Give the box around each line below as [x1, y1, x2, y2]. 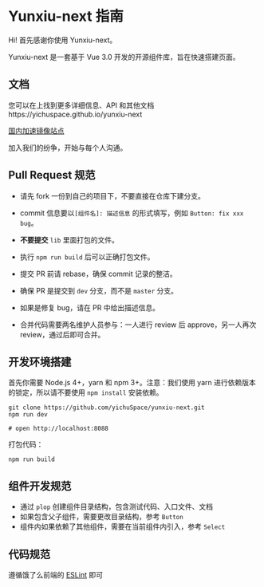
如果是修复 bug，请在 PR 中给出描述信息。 [19, 302, 160, 312]
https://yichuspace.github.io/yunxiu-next [8, 109, 143, 119]
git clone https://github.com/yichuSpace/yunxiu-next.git [8, 404, 205, 412]
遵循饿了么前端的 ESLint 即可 [8, 570, 104, 579]
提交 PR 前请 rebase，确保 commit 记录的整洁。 [19, 269, 177, 278]
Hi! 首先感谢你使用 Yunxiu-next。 [8, 35, 117, 45]
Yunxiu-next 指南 [8, 7, 124, 26]
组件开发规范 [8, 479, 72, 493]
